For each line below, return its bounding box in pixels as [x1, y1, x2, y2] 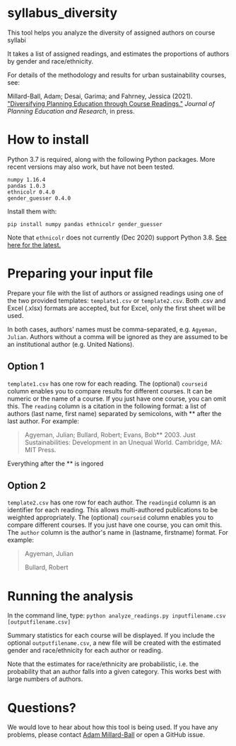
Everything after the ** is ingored [7, 459, 104, 468]
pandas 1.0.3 [7, 182, 46, 189]
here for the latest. [7, 240, 61, 249]
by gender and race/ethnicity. [7, 57, 94, 65]
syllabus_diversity [7, 5, 118, 21]
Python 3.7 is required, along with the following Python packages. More [7, 155, 216, 163]
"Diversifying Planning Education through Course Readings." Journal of [7, 99, 216, 107]
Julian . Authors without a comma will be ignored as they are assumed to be [7, 332, 228, 341]
